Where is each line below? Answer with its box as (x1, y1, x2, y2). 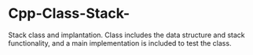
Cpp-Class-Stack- (8, 5, 130, 22)
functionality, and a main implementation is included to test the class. (8, 38, 232, 47)
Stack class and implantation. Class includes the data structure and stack (8, 30, 245, 40)
